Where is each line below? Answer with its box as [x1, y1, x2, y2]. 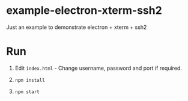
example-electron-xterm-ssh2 [6, 4, 162, 17]
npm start [14, 88, 40, 95]
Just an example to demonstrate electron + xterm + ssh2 [6, 23, 147, 31]
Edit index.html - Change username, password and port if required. [14, 64, 182, 72]
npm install [14, 77, 45, 83]
